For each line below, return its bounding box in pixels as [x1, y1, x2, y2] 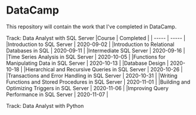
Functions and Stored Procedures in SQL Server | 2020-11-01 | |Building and [6, 78, 191, 86]
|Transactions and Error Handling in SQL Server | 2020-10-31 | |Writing [6, 72, 178, 79]
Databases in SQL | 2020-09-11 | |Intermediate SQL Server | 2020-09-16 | [6, 47, 185, 54]
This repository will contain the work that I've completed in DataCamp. [6, 23, 177, 30]
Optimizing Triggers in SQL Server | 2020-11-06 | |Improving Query [6, 84, 169, 91]
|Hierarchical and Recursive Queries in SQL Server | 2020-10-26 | [23, 65, 183, 73]
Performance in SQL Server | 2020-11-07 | [6, 91, 109, 98]
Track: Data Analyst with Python [6, 102, 84, 109]
